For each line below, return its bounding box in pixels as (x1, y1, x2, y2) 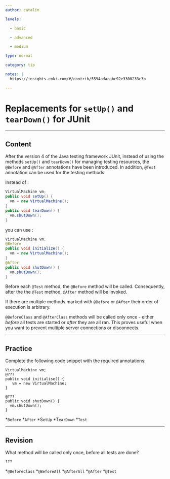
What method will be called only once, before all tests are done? (5, 450, 139, 455)
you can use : (5, 227, 34, 233)
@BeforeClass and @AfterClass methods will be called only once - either (5, 314, 154, 320)
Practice (5, 344, 32, 353)
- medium (10, 44, 28, 49)
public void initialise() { (5, 376, 65, 381)
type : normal (5, 53, 33, 58)
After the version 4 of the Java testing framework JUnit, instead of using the (5, 153, 164, 159)
